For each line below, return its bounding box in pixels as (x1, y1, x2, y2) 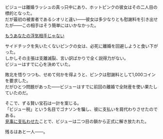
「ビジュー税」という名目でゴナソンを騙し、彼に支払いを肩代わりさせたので (5, 106, 158, 112)
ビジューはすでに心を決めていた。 (5, 61, 73, 67)
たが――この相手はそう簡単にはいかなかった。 (5, 22, 98, 28)
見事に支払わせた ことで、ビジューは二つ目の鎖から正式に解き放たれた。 (5, 119, 149, 124)
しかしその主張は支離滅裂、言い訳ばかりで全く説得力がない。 (5, 55, 129, 61)
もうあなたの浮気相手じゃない (5, 33, 65, 38)
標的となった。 (5, 10, 35, 16)
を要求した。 (5, 78, 31, 84)
